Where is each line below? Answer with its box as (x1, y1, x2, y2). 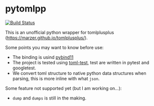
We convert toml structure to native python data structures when (12, 70, 146, 76)
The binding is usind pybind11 (12, 54, 74, 60)
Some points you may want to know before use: (5, 44, 104, 50)
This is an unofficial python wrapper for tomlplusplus (5, 29, 114, 35)
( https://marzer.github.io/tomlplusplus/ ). (5, 35, 88, 41)
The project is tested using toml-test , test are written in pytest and (12, 59, 149, 65)
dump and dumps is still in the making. (12, 95, 87, 101)
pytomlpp (5, 3, 47, 15)
